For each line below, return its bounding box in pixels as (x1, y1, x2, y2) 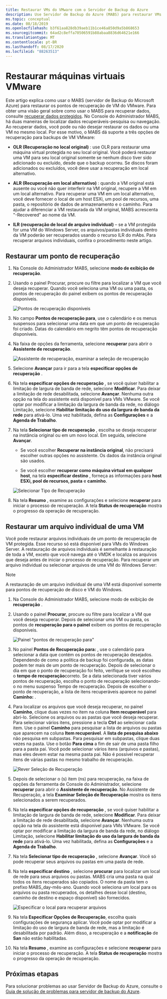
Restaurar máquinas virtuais (5, 70, 125, 82)
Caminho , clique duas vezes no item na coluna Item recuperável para (12, 709, 157, 715)
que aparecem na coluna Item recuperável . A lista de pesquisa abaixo (12, 730, 159, 736)
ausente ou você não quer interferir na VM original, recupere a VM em (12, 185, 157, 192)
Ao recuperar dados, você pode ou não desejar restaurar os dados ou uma (5, 124, 159, 130)
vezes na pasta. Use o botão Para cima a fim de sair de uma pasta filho (12, 741, 159, 747)
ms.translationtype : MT (5, 35, 55, 40)
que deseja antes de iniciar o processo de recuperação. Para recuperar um (5, 557, 160, 563)
